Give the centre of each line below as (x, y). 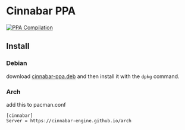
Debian (17, 63)
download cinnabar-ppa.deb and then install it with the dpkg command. (93, 76)
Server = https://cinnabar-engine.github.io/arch (69, 120)
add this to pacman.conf (36, 104)
